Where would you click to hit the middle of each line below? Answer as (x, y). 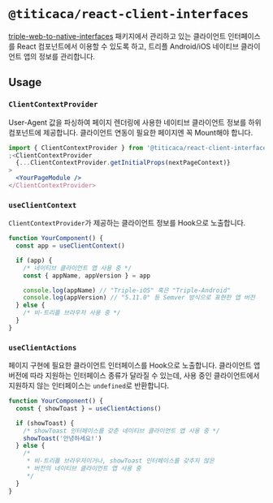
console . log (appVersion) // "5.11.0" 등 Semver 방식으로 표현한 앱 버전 (139, 298)
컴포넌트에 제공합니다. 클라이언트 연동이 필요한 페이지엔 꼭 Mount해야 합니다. (131, 132)
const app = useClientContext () (71, 246)
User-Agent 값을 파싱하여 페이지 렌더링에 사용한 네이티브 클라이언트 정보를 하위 (135, 122)
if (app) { (34, 260)
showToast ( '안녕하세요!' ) (63, 438)
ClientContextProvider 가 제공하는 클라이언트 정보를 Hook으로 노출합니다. (127, 223)
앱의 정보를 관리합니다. (59, 56)
